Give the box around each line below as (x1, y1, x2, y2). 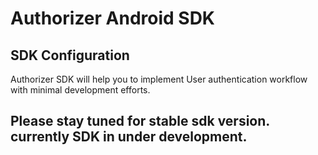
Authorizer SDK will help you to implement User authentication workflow (10, 73, 308, 85)
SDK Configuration (10, 47, 130, 64)
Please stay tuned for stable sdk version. (10, 113, 270, 130)
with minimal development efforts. (10, 84, 151, 96)
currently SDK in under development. (10, 128, 248, 146)
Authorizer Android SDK (10, 7, 216, 30)
